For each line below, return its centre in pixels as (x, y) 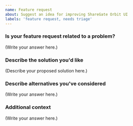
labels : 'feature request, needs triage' (49, 19)
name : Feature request (29, 10)
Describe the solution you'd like (44, 60)
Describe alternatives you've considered (56, 83)
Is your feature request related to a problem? (60, 36)
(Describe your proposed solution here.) (46, 70)
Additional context (28, 107)
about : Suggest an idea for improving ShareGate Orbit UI (66, 14)
